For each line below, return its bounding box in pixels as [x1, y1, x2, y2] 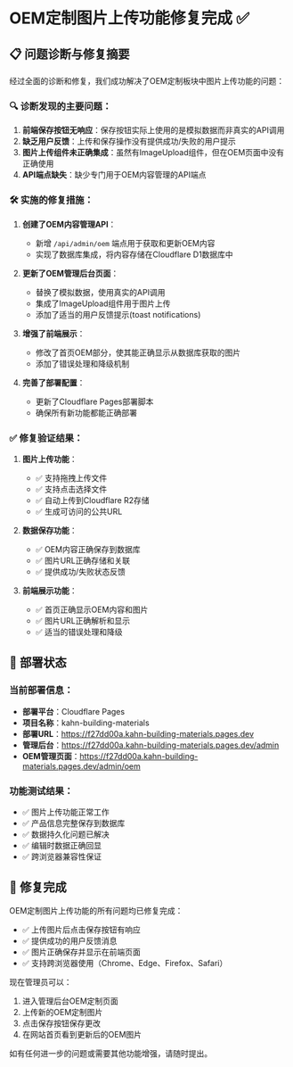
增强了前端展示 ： [21, 327, 85, 339]
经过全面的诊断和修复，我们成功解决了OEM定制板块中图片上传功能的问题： [9, 76, 285, 86]
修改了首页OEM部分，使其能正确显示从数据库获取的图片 [35, 347, 241, 358]
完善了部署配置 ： [21, 376, 85, 388]
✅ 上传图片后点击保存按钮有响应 [21, 924, 141, 935]
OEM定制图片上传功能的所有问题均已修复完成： [9, 905, 183, 915]
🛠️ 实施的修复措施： [9, 194, 94, 206]
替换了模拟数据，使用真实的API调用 [35, 286, 166, 297]
